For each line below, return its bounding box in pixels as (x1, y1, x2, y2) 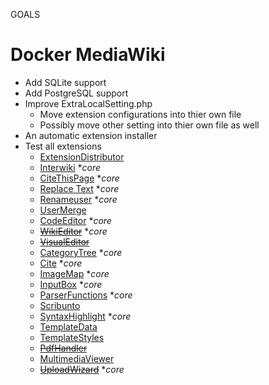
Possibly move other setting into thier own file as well (39, 119, 260, 131)
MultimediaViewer (39, 352, 115, 364)
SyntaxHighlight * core (39, 310, 132, 322)
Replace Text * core (39, 182, 120, 194)
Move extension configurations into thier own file (39, 108, 242, 120)
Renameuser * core (39, 193, 118, 205)
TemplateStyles (39, 331, 105, 343)
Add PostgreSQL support (24, 87, 129, 99)
